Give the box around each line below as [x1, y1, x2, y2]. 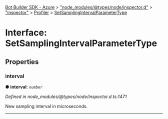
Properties [5, 57, 39, 66]
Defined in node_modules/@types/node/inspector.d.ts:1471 [5, 93, 127, 99]
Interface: [5, 27, 47, 38]
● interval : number [5, 83, 42, 89]
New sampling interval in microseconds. [5, 103, 88, 109]
